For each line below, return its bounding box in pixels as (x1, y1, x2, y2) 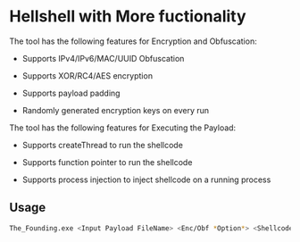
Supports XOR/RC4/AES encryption (21, 70, 154, 81)
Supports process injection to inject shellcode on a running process (21, 174, 271, 185)
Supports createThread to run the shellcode (21, 139, 183, 150)
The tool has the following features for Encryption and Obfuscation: (9, 36, 257, 46)
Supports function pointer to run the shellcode (21, 156, 193, 167)
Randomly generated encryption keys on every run (21, 104, 210, 115)
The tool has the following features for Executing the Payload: (9, 122, 237, 133)
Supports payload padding (21, 88, 121, 98)
